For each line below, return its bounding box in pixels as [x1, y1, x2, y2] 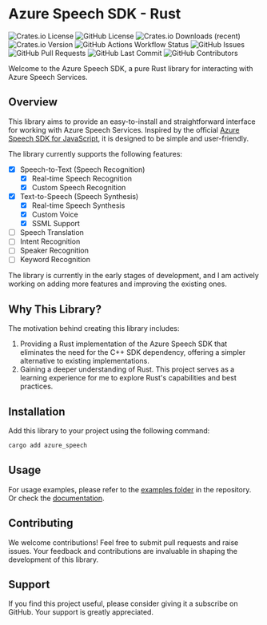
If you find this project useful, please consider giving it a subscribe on [8, 599, 238, 608]
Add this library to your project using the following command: [8, 426, 210, 436]
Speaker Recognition [19, 245, 90, 256]
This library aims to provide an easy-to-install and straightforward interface [8, 117, 256, 126]
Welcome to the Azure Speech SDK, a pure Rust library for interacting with [8, 63, 253, 73]
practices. [19, 381, 54, 392]
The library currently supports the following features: [8, 149, 182, 158]
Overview [8, 95, 58, 109]
